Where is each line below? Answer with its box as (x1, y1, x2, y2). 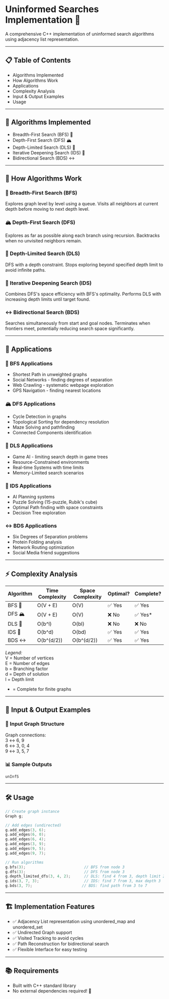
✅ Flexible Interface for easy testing (12, 946, 87, 952)
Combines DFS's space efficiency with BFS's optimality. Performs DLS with (5, 291, 161, 297)
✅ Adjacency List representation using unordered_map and (12, 918, 135, 924)
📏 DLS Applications (5, 442, 53, 449)
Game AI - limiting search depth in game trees (12, 454, 108, 460)
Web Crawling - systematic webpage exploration (12, 382, 114, 388)
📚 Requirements (5, 967, 59, 975)
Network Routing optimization (12, 544, 74, 550)
